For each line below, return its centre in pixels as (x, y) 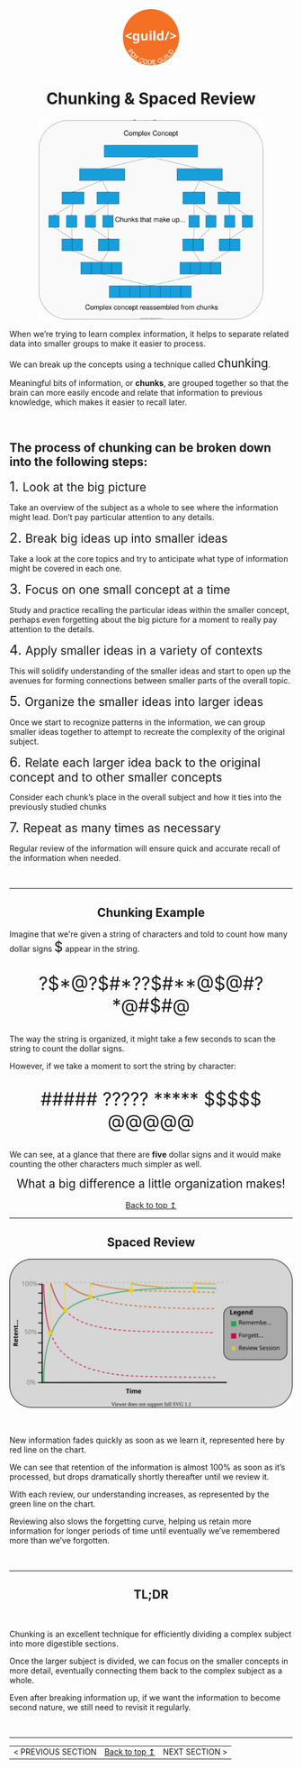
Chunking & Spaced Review (151, 99)
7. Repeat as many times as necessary (115, 828)
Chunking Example (151, 912)
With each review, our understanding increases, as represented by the (139, 1494)
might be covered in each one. (66, 569)
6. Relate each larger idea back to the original (135, 762)
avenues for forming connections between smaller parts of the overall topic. (150, 681)
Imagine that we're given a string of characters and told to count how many (148, 934)
